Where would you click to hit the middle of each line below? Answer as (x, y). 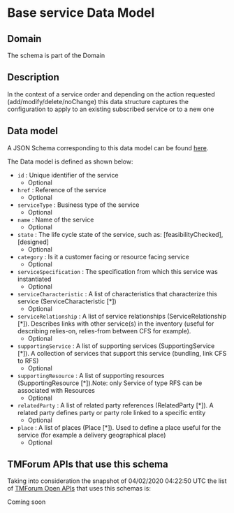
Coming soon (27, 502)
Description (33, 77)
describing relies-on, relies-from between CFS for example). (104, 331)
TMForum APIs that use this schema (88, 464)
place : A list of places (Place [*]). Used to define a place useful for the (119, 427)
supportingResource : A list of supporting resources (91, 375)
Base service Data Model (81, 13)
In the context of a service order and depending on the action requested (111, 94)
